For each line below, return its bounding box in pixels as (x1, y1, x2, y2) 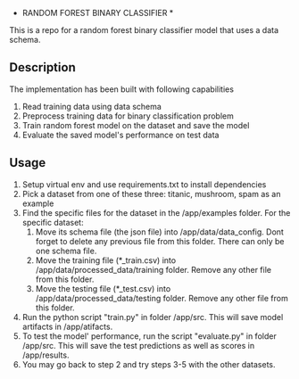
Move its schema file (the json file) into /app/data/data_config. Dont (35, 227, 284, 237)
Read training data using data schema (21, 101, 162, 111)
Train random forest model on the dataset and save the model (21, 119, 250, 130)
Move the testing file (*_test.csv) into (35, 283, 171, 293)
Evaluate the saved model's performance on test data (21, 129, 220, 140)
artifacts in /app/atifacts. (21, 321, 113, 332)
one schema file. (35, 245, 97, 256)
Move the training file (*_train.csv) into (35, 254, 177, 266)
